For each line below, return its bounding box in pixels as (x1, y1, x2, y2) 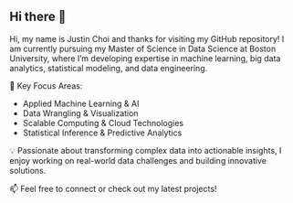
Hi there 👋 (9, 9, 67, 25)
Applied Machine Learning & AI (22, 98, 140, 109)
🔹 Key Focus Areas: (9, 80, 83, 91)
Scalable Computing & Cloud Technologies (22, 117, 184, 128)
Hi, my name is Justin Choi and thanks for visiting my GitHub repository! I (9, 33, 285, 44)
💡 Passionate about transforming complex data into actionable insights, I (9, 144, 282, 155)
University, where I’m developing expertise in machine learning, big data (9, 52, 281, 64)
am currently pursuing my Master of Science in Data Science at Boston (9, 43, 277, 54)
